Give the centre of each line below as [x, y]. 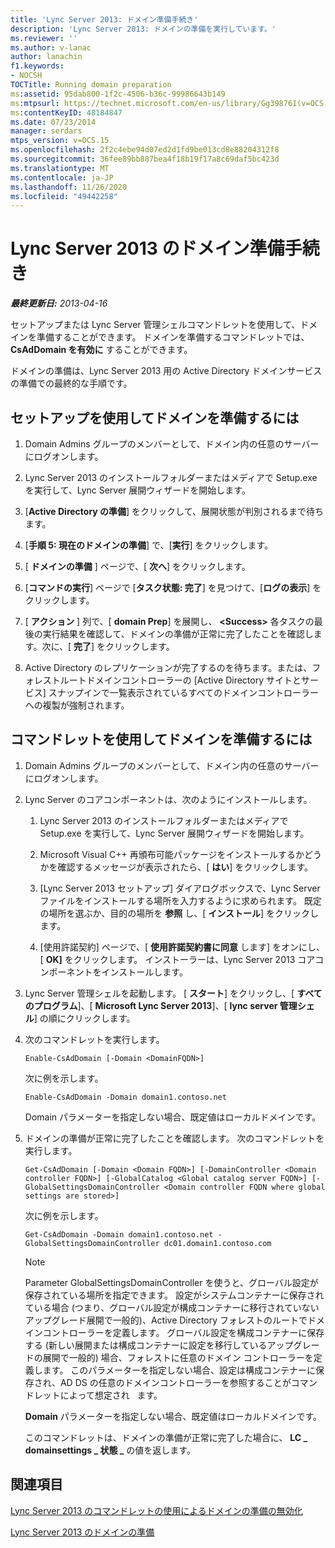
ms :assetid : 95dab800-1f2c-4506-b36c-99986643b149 [118, 94]
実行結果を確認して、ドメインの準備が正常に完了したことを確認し [178, 634]
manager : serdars [46, 131]
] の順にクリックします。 [84, 1018]
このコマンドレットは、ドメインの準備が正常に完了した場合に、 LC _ [166, 1437]
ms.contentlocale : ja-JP [62, 177]
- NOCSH [26, 76]
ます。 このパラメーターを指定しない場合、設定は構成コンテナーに [179, 1370]
